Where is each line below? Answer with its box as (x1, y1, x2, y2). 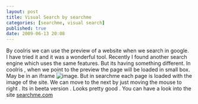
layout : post (6, 8, 39, 15)
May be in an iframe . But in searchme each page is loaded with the (6, 73, 192, 80)
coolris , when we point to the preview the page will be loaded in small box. (6, 66, 190, 73)
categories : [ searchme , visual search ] (6, 20, 105, 26)
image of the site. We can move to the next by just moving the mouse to (6, 78, 183, 86)
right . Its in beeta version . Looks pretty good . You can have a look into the (6, 85, 191, 92)
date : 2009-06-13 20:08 (6, 31, 65, 37)
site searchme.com (6, 92, 54, 99)
